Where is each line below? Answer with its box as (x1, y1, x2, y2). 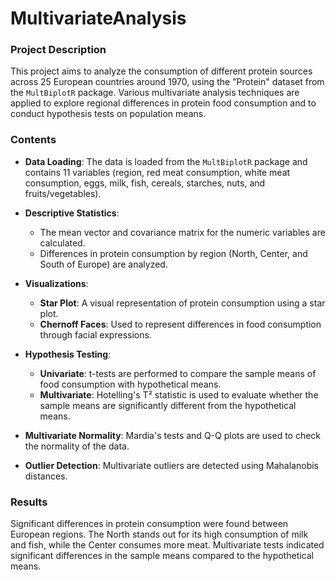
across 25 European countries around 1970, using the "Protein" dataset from (10, 76, 325, 88)
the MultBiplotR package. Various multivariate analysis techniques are (10, 87, 300, 99)
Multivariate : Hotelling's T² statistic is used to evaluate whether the (39, 388, 319, 401)
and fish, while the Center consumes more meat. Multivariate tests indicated (10, 539, 325, 551)
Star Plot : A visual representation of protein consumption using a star (39, 297, 326, 309)
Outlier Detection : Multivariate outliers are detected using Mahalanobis (24, 459, 319, 471)
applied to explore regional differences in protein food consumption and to (10, 97, 317, 109)
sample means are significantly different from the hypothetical (39, 399, 297, 411)
